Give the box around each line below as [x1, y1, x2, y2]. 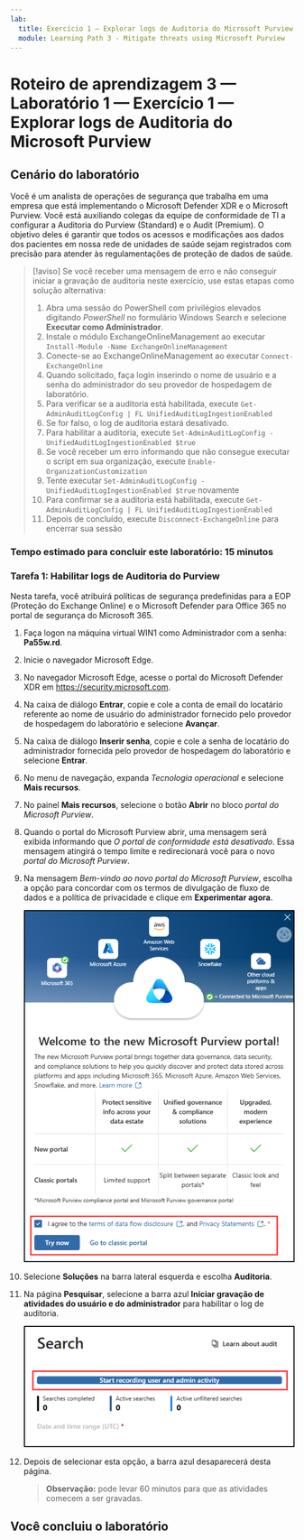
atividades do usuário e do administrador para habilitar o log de [23, 1298, 264, 1309]
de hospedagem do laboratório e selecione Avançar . [23, 718, 220, 728]
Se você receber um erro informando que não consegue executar [45, 447, 290, 458]
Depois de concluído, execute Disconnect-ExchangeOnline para [45, 514, 279, 524]
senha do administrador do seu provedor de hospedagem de [45, 379, 272, 390]
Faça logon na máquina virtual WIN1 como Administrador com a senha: [23, 627, 287, 638]
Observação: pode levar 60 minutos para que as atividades [45, 1483, 269, 1494]
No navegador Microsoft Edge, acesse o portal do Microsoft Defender [23, 672, 283, 682]
